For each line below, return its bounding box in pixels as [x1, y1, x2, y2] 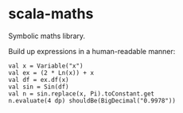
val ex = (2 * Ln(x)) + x [8, 68, 94, 76]
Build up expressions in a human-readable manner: [8, 46, 176, 56]
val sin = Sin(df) [8, 83, 69, 91]
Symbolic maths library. [8, 31, 86, 41]
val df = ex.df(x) [8, 76, 69, 84]
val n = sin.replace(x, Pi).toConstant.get [8, 89, 155, 98]
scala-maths [8, 5, 94, 23]
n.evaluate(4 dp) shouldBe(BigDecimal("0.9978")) [8, 96, 177, 104]
